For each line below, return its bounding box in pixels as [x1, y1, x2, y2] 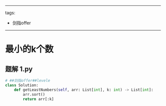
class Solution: [5, 82, 39, 88]
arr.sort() [23, 92, 45, 97]
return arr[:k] [23, 97, 54, 102]
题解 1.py [5, 65, 33, 73]
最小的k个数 [5, 44, 54, 55]
